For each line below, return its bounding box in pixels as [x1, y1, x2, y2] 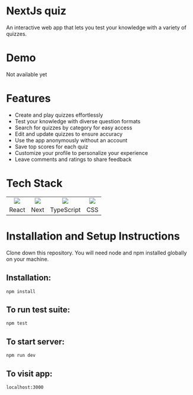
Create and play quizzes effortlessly [14, 111, 103, 119]
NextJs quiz [6, 4, 67, 18]
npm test [6, 321, 28, 326]
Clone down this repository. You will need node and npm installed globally [6, 249, 187, 256]
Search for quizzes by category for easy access [14, 124, 132, 131]
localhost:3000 [6, 384, 44, 390]
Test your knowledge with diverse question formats [14, 117, 141, 125]
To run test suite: [6, 304, 70, 315]
